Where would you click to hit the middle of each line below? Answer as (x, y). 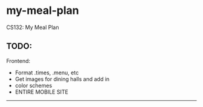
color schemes (34, 85)
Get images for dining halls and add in (62, 79)
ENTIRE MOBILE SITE (41, 92)
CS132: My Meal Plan (33, 27)
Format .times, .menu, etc (47, 73)
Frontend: (18, 60)
